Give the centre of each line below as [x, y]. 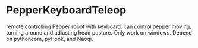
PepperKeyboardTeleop [66, 10]
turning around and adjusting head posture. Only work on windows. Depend [99, 32]
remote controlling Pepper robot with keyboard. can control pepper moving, [99, 26]
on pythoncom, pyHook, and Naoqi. [50, 39]
